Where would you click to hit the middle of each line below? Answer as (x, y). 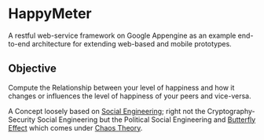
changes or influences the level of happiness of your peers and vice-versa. (130, 96)
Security (22, 120)
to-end (19, 43)
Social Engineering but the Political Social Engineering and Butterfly (146, 120)
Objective (33, 69)
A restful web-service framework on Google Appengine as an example (122, 35)
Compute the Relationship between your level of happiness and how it (121, 87)
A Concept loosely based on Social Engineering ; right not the (107, 111)
